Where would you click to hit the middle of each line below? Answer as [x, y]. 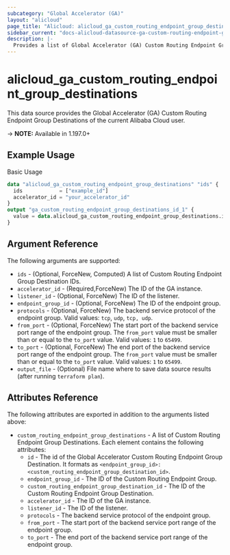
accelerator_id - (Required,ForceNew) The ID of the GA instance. [110, 288]
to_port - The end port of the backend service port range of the [117, 537]
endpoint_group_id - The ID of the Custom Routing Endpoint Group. [122, 479]
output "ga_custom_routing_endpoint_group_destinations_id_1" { [101, 210]
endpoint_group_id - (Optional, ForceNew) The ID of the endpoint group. [119, 303]
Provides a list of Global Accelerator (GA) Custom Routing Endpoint [114, 45]
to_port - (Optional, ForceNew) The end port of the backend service [113, 347]
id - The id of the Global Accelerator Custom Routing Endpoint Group [125, 457]
